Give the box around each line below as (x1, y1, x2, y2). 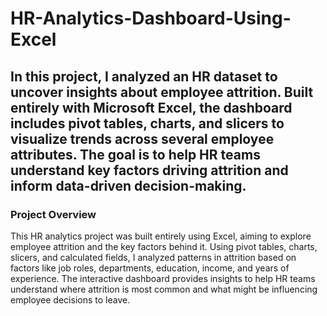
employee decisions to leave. (10, 293, 131, 306)
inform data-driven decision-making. (10, 177, 247, 194)
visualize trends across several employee (10, 130, 275, 147)
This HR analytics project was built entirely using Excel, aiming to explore (10, 230, 312, 242)
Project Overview (10, 207, 97, 221)
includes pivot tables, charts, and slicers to (10, 115, 285, 132)
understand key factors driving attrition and (10, 162, 289, 179)
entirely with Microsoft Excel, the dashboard (10, 99, 293, 116)
